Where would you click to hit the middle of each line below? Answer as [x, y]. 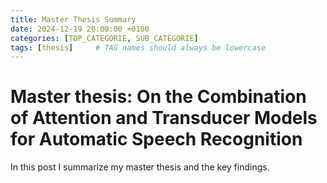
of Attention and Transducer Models [164, 118]
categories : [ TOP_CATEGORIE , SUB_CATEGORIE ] [104, 38]
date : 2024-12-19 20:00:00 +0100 [80, 29]
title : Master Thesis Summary [73, 19]
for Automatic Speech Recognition [156, 139]
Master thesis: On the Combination [158, 97]
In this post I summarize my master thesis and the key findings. [140, 167]
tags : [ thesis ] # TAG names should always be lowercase [138, 47]
